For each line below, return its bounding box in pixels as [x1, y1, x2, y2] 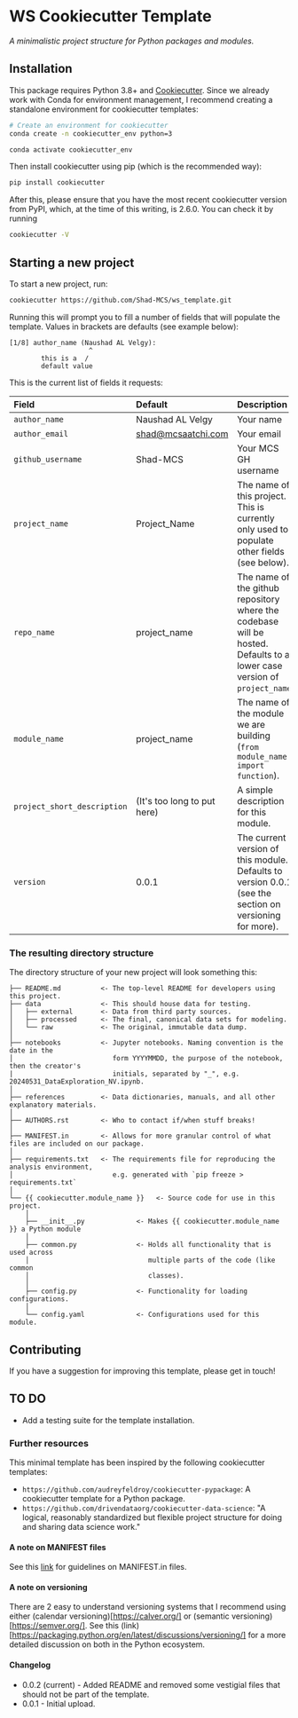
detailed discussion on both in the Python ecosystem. [9, 1639, 206, 1650]
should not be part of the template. [21, 1689, 150, 1699]
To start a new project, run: [9, 278, 108, 289]
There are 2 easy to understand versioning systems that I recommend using [9, 1602, 286, 1612]
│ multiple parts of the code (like [25, 1256, 276, 1265]
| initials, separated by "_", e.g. [9, 1069, 240, 1079]
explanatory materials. [9, 1100, 98, 1110]
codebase [236, 615, 279, 627]
